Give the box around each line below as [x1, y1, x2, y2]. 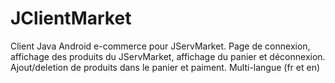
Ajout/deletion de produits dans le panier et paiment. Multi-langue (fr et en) [10, 61, 321, 73]
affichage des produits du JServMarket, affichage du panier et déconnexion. [10, 50, 326, 62]
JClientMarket [10, 7, 132, 30]
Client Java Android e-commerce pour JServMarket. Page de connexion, [10, 40, 311, 52]
